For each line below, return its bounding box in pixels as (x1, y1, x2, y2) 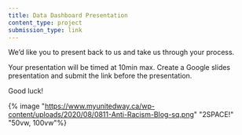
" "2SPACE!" (193, 110, 234, 119)
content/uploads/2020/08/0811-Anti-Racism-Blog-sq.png (8, 110, 194, 119)
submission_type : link (8, 26, 82, 34)
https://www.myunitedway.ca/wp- (44, 101, 156, 111)
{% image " (8, 101, 46, 111)
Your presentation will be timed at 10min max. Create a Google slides (8, 63, 231, 72)
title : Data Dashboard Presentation (8, 11, 128, 20)
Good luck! (8, 86, 44, 96)
